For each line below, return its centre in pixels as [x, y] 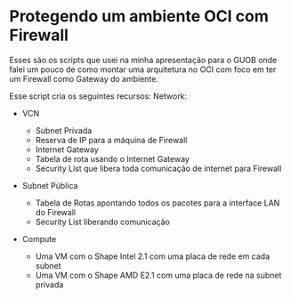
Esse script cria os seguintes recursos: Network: [98, 96]
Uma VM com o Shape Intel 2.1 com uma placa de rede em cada [153, 256]
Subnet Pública [50, 185]
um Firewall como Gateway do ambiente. [84, 78]
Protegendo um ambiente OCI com [139, 16]
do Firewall [56, 212]
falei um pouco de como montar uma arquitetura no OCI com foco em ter [143, 69]
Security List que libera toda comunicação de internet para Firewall [158, 168]
